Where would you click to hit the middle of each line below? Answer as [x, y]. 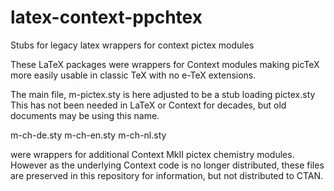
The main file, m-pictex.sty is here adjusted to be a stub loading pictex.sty [163, 94]
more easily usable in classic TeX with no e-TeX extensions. [133, 75]
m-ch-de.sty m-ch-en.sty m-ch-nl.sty [88, 135]
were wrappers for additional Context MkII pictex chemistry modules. [152, 154]
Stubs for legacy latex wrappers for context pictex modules [132, 45]
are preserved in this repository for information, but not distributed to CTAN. [167, 175]
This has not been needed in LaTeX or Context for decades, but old [148, 105]
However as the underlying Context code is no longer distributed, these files [167, 165]
